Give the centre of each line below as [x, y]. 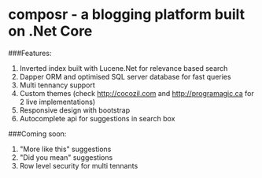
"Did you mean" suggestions [66, 157]
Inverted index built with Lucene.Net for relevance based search [124, 68]
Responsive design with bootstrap [75, 110]
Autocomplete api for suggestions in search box [97, 118]
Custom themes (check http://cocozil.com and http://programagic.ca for [137, 93]
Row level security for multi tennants [79, 165]
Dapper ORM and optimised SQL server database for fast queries [125, 76]
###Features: [30, 53]
